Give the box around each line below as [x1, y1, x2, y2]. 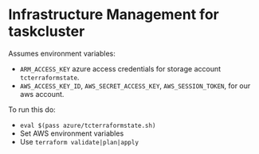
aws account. [19, 89, 65, 98]
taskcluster [8, 22, 85, 40]
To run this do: [8, 105, 56, 114]
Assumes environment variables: [8, 48, 116, 58]
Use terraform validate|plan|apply [19, 137, 139, 146]
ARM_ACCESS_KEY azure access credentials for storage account [19, 64, 222, 73]
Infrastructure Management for [8, 6, 219, 24]
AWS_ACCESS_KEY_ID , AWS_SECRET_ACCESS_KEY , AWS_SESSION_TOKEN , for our [19, 81, 251, 90]
